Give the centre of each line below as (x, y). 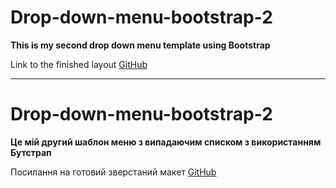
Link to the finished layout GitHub (79, 64)
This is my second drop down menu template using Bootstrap (140, 45)
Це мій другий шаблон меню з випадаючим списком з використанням (166, 142)
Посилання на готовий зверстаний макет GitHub (113, 172)
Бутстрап (31, 152)
